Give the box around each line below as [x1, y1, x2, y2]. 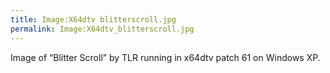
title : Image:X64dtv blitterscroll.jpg [10, 14, 177, 25]
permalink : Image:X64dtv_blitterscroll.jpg [10, 24, 195, 34]
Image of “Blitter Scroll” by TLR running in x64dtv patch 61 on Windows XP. [10, 51, 321, 63]
